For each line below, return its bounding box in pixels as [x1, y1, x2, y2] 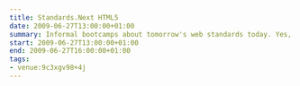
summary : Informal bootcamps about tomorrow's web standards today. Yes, [9, 30, 293, 39]
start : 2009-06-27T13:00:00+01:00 [9, 38, 140, 47]
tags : [9, 55, 30, 64]
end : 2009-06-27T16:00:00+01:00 [9, 47, 131, 56]
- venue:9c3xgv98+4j [9, 64, 87, 73]
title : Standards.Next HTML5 [9, 13, 119, 22]
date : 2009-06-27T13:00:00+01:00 [9, 21, 135, 30]
